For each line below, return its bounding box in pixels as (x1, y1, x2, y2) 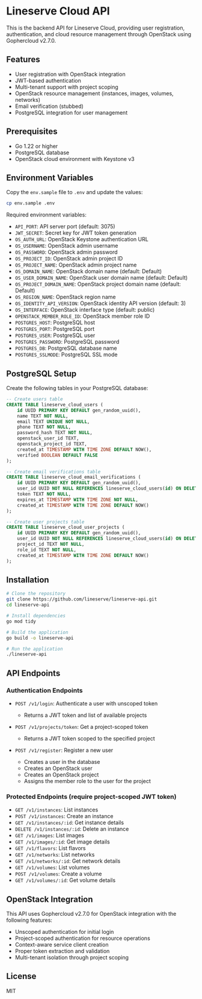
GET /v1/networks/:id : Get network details (14, 857, 121, 865)
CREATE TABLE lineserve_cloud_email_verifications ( (6, 474, 141, 481)
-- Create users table (6, 396, 63, 402)
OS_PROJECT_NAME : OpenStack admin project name (14, 261, 137, 269)
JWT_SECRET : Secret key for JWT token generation (14, 229, 136, 236)
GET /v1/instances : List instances (14, 806, 99, 813)
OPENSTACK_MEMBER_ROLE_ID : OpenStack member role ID (14, 312, 150, 320)
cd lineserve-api (6, 602, 50, 608)
